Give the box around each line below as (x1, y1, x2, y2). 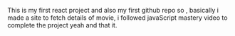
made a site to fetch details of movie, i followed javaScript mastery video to (7, 13, 228, 22)
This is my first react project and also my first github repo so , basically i (7, 6, 219, 14)
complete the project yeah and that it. (7, 21, 117, 29)
